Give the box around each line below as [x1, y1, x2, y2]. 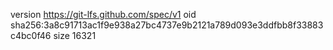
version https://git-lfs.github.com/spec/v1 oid [10, 9, 197, 20]
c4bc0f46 [10, 30, 52, 41]
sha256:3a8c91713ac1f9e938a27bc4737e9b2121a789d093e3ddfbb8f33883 [10, 19, 324, 31]
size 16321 [53, 30, 97, 41]
